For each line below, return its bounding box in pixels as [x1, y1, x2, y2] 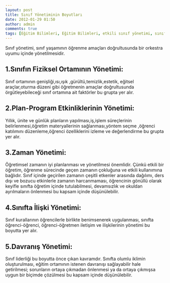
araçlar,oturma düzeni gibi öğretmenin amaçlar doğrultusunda [5, 84, 134, 90]
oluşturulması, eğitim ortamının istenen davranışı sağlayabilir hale [5, 261, 141, 267]
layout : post [5, 7, 33, 13]
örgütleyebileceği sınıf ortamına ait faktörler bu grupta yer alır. [5, 89, 134, 95]
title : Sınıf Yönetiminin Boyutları [5, 12, 82, 17]
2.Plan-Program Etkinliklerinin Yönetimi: [5, 104, 135, 113]
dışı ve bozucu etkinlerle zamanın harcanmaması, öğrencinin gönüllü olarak [5, 178, 162, 184]
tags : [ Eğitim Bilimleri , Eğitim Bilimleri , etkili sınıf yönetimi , [5, 31, 153, 36]
